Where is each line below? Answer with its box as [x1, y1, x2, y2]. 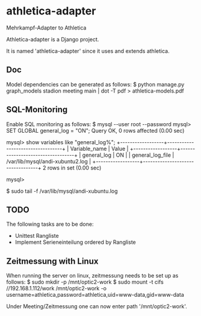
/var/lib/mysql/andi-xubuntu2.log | [6, 157, 91, 165]
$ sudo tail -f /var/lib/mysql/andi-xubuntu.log [6, 187, 119, 195]
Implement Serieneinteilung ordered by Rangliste [14, 239, 137, 246]
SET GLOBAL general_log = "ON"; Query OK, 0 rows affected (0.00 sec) [6, 127, 185, 134]
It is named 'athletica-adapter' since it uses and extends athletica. [6, 47, 170, 55]
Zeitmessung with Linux [6, 256, 99, 266]
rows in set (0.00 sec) [47, 164, 102, 171]
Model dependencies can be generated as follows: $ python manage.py [6, 81, 185, 88]
